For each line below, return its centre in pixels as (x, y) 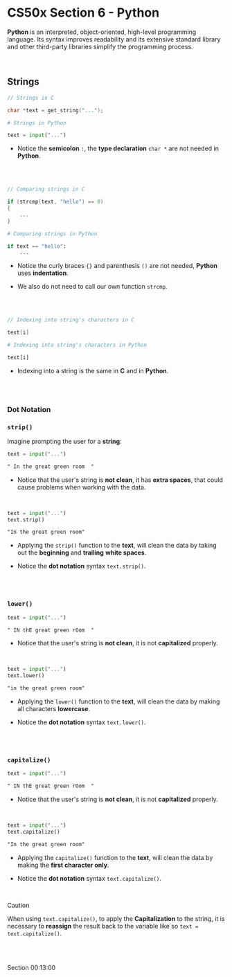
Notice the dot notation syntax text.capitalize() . (89, 878)
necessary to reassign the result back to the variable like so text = (103, 926)
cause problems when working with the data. (81, 487)
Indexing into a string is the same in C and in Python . (93, 370)
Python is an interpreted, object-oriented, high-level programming (102, 32)
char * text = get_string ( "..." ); (55, 110)
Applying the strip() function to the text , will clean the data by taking (117, 546)
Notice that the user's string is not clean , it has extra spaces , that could (120, 480)
